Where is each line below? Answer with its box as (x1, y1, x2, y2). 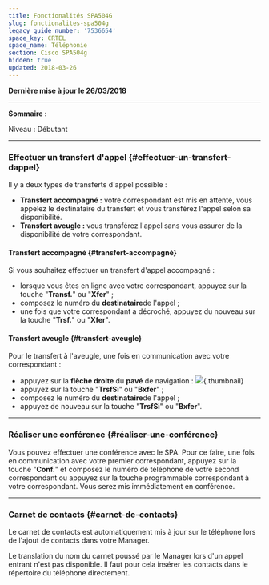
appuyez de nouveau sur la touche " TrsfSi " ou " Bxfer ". (19, 402, 203, 411)
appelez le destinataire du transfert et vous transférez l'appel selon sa (19, 204, 251, 214)
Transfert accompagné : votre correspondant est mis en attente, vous (19, 195, 253, 205)
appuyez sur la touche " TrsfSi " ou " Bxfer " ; (19, 385, 164, 395)
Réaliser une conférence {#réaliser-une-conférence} (8, 429, 219, 440)
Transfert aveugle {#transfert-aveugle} (8, 333, 143, 343)
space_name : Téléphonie (8, 42, 88, 50)
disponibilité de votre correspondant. (19, 230, 143, 239)
